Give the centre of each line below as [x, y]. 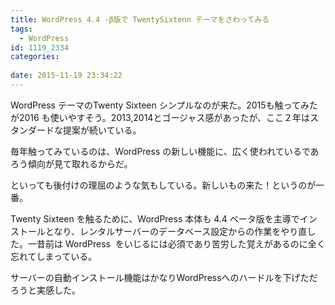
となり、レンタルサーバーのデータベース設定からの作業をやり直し [180, 231]
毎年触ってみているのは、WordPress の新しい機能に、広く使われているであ [165, 151]
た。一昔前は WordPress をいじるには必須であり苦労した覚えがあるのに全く [168, 243]
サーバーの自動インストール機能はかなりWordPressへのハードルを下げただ [164, 277]
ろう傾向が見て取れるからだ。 [71, 163]
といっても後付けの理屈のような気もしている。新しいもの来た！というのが [163, 185]
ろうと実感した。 [45, 290]
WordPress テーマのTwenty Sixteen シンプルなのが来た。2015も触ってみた [164, 105]
